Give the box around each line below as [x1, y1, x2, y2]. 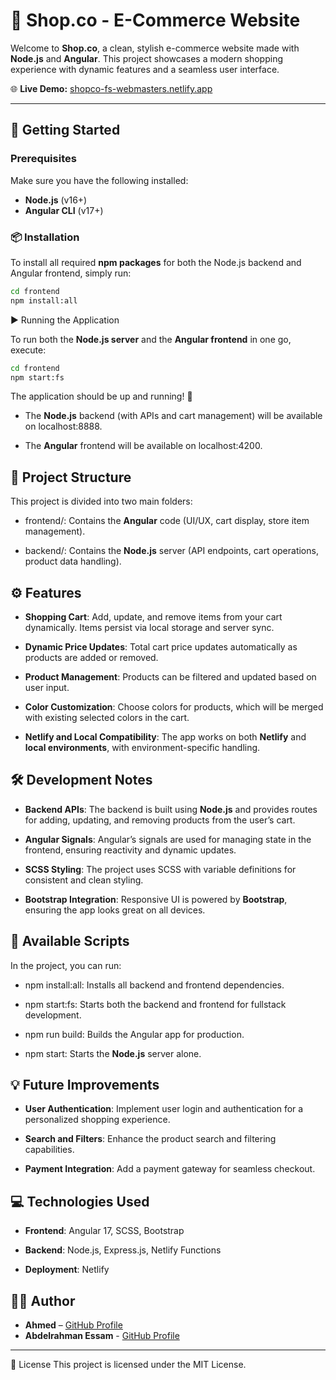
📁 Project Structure [10, 469, 132, 486]
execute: [10, 344, 47, 356]
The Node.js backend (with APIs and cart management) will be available [24, 410, 323, 422]
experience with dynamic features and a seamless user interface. [10, 63, 280, 75]
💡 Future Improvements [10, 1077, 160, 1094]
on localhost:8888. [24, 420, 103, 433]
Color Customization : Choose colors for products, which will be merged [24, 701, 324, 713]
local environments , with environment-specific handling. [24, 742, 261, 754]
